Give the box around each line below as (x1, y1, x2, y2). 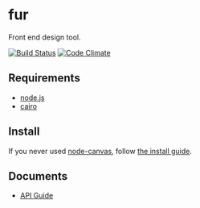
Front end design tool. (8, 32, 81, 42)
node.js (19, 93, 46, 102)
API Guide (19, 191, 54, 201)
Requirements (8, 71, 80, 85)
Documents (8, 169, 68, 183)
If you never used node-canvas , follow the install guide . (8, 146, 193, 156)
